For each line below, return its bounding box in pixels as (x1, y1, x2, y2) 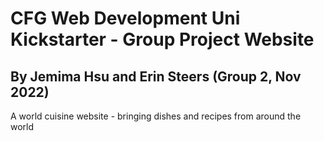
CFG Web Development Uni (10, 7, 241, 30)
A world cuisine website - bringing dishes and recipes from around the (10, 110, 302, 122)
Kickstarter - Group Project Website (10, 28, 315, 51)
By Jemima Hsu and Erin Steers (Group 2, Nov (10, 68, 302, 85)
